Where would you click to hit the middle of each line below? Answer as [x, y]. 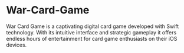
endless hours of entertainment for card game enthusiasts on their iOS [92, 38]
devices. [17, 45]
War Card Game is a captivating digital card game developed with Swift [93, 26]
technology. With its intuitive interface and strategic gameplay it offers [91, 32]
